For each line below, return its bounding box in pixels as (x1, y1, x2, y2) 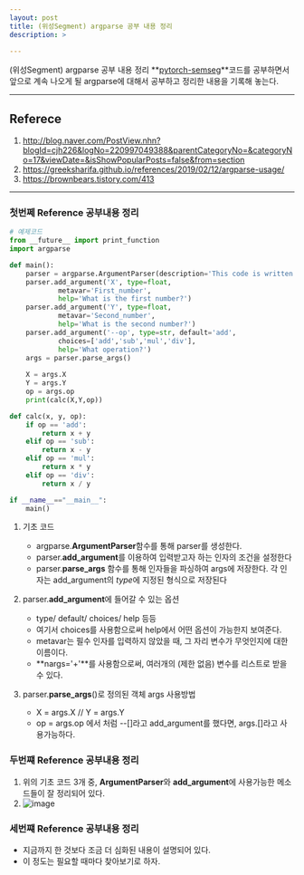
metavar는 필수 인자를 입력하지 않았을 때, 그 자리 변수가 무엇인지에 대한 (35, 636, 289, 647)
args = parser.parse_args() (25, 353, 131, 362)
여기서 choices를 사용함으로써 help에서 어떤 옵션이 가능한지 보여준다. (35, 624, 282, 635)
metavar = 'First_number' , (57, 286, 152, 295)
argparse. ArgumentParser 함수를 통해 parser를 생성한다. (35, 541, 242, 552)
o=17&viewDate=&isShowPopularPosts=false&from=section (22, 155, 245, 166)
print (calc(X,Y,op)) (25, 395, 103, 404)
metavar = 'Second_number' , (57, 312, 156, 321)
